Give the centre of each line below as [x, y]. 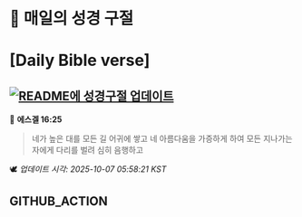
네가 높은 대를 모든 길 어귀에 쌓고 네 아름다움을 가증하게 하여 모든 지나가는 [162, 139]
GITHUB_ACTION [59, 201]
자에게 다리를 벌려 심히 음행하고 [87, 150]
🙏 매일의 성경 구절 [72, 19]
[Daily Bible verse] [80, 61]
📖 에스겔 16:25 [36, 119]
